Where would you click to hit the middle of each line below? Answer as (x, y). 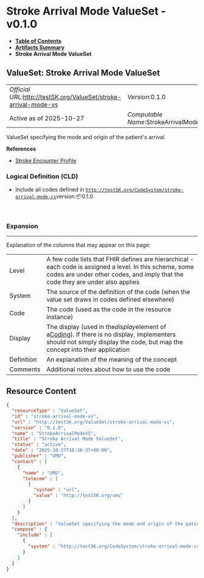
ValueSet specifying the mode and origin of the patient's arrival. (86, 137)
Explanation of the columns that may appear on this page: (78, 245)
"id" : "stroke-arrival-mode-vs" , (55, 416)
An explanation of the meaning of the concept (112, 360)
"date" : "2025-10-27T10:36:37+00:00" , (62, 450)
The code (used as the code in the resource (109, 309)
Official (20, 89)
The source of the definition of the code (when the (118, 292)
